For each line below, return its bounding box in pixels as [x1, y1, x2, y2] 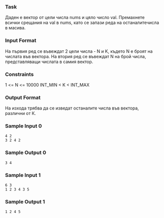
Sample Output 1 [5, 198, 45, 205]
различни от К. [5, 110, 36, 116]
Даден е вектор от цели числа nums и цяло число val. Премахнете [5, 15, 145, 21]
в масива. [5, 25, 26, 31]
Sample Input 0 [5, 123, 42, 130]
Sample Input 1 [5, 172, 41, 178]
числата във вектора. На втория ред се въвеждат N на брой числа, [5, 53, 146, 59]
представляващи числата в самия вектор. [5, 59, 94, 65]
